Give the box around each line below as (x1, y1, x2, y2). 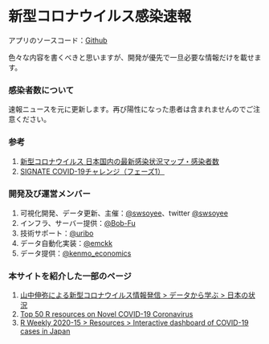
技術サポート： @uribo (19, 228, 94, 238)
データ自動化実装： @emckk (19, 238, 113, 248)
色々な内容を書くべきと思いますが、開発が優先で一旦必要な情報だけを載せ (8, 52, 255, 62)
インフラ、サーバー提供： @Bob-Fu (19, 218, 137, 227)
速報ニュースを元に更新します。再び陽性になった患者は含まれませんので (8, 104, 247, 114)
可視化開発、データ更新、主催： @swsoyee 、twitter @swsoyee (19, 208, 229, 218)
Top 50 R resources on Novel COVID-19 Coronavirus (19, 309, 194, 319)
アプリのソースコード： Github (8, 35, 108, 45)
